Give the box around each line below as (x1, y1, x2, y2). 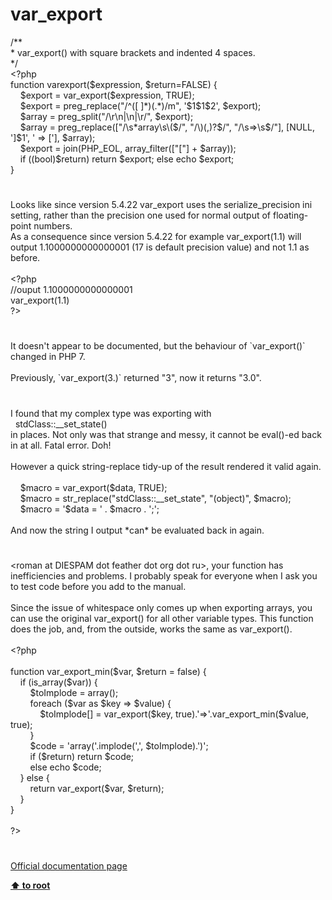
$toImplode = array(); (29, 686, 119, 698)
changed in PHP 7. (10, 351, 86, 363)
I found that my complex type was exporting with (10, 407, 212, 419)
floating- (272, 209, 309, 222)
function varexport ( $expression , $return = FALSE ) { (10, 78, 218, 90)
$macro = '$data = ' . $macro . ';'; (19, 503, 160, 515)
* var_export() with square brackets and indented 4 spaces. (10, 46, 256, 58)
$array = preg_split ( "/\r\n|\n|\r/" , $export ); (19, 110, 194, 122)
